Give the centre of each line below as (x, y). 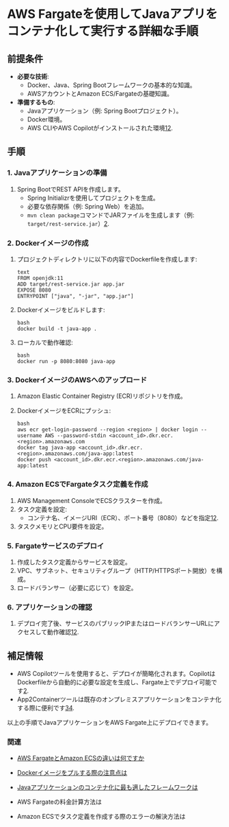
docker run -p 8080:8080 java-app (66, 361)
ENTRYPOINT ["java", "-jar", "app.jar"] (75, 296)
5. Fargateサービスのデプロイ (56, 546)
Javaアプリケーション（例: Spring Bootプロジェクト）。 (105, 111)
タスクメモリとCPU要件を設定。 (62, 526)
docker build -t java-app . (57, 329)
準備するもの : (36, 102)
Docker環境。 (46, 119)
